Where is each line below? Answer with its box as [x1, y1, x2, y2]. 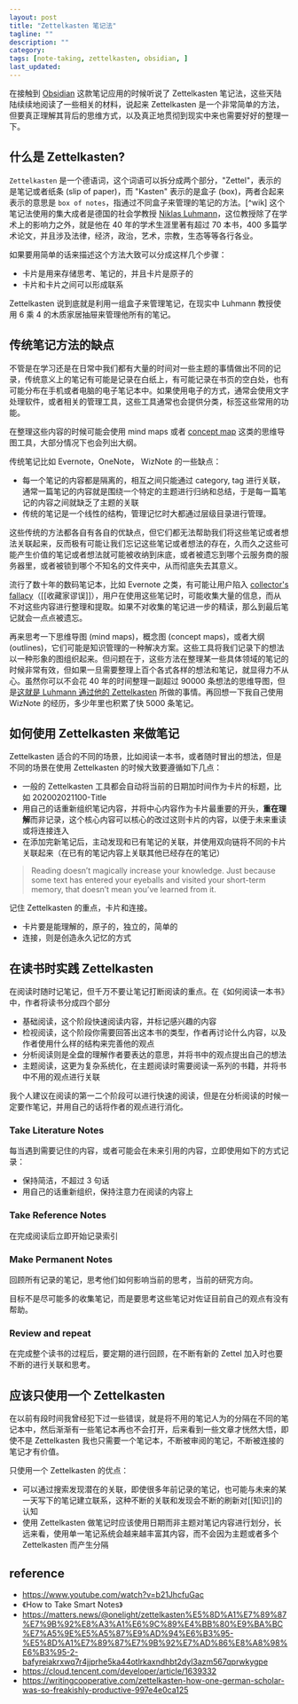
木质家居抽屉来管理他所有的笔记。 [51, 309, 176, 319]
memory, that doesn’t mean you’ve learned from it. [30, 884, 217, 895]
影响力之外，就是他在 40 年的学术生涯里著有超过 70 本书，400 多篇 [32, 219, 279, 230]
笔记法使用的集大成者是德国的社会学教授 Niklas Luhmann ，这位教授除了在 [9, 208, 280, 218]
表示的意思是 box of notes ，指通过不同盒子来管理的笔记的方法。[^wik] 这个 [9, 197, 286, 208]
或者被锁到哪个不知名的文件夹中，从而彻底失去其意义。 [39, 560, 242, 570]
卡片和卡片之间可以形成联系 [21, 279, 124, 289]
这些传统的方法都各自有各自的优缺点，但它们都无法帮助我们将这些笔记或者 [9, 527, 281, 538]
